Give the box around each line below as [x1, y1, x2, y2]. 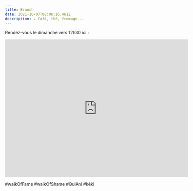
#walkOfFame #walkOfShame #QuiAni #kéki [5, 181, 94, 187]
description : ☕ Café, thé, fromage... [5, 16, 84, 21]
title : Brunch [5, 7, 34, 12]
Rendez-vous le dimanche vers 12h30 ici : [5, 30, 89, 36]
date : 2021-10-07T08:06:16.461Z [5, 12, 71, 17]
